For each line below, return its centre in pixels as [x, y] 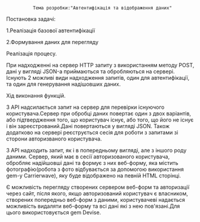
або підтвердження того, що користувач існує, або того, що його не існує [100, 120]
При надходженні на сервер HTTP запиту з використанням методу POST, [100, 65]
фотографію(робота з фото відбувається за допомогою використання [95, 169]
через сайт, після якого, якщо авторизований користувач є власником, [97, 193]
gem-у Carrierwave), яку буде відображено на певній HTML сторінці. [93, 176]
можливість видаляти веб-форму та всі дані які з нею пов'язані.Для [93, 206]
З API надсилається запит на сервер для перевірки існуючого [85, 107]
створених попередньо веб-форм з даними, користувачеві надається [96, 200]
